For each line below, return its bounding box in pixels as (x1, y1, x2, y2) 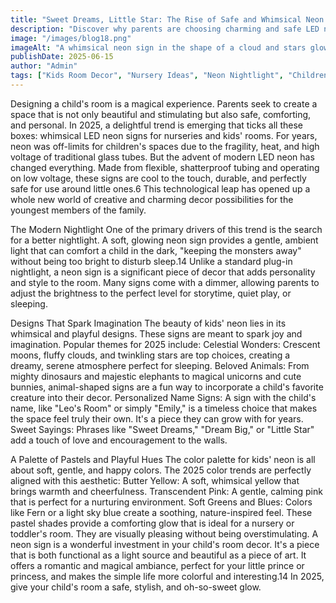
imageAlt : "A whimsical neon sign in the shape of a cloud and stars (10, 42, 307, 53)
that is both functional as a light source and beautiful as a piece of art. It (10, 549, 307, 561)
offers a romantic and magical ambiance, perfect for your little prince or (10, 559, 305, 571)
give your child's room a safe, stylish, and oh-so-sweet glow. (10, 581, 262, 593)
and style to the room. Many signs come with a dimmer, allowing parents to (10, 276, 320, 288)
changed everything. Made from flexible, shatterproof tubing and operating (10, 161, 320, 173)
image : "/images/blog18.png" (10, 33, 132, 43)
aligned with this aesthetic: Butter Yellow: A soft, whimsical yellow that (10, 474, 300, 486)
